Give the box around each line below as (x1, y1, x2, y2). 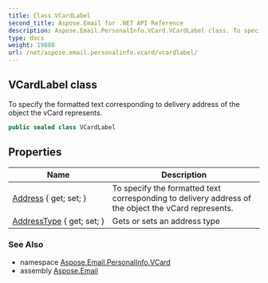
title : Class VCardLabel (8, 11, 91, 20)
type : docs (8, 33, 45, 42)
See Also (8, 239, 44, 250)
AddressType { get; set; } (12, 215, 105, 226)
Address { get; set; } (12, 192, 87, 203)
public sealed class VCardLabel (8, 123, 116, 132)
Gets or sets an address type (112, 215, 221, 226)
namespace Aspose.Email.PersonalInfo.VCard (19, 257, 171, 267)
